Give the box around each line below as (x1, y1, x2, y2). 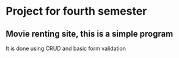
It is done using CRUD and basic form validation (5, 45, 126, 52)
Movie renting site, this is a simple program (5, 29, 174, 39)
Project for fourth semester (5, 4, 147, 18)
